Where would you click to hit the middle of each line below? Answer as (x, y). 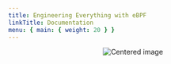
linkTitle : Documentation (51, 23)
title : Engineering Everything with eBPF (78, 15)
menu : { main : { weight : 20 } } (61, 30)
